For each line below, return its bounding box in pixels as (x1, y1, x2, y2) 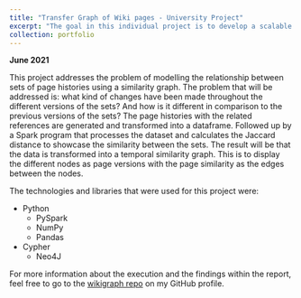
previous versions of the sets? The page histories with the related (9, 110, 252, 122)
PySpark (35, 213, 68, 224)
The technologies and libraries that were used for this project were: (9, 186, 260, 197)
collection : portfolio (9, 30, 95, 39)
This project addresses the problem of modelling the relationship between (9, 72, 284, 83)
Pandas (35, 232, 65, 243)
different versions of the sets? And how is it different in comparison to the (9, 101, 283, 112)
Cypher (22, 241, 51, 253)
